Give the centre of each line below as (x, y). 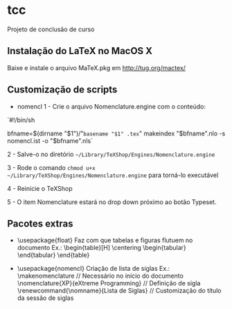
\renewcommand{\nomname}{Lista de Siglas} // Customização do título (119, 291)
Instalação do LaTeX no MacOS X (80, 51)
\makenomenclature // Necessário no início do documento (100, 276)
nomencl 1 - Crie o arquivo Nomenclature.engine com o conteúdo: (111, 106)
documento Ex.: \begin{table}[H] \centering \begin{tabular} (102, 248)
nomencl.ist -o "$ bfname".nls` (50, 140)
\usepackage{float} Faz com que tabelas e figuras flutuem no (105, 240)
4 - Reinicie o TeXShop (40, 188)
